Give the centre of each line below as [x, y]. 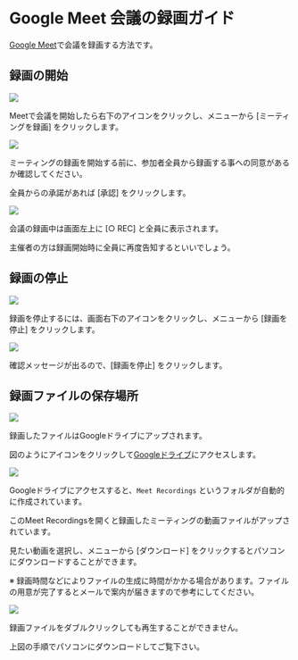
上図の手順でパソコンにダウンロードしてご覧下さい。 [107, 647]
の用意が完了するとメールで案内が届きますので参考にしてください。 [134, 592]
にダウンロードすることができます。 [75, 562]
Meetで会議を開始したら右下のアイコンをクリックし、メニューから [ [134, 115]
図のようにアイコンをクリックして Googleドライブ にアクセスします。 [135, 455]
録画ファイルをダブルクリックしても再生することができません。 [126, 628]
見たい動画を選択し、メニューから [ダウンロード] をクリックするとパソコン [147, 551]
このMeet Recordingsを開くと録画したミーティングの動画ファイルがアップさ [150, 521]
